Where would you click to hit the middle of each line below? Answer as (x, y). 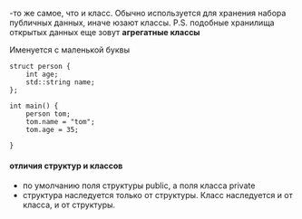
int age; (42, 74)
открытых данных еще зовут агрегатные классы (105, 32)
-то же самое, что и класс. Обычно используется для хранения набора (148, 13)
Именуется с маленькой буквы (69, 50)
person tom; (48, 114)
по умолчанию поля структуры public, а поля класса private (139, 186)
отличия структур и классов (66, 166)
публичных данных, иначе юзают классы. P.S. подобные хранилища (142, 23)
